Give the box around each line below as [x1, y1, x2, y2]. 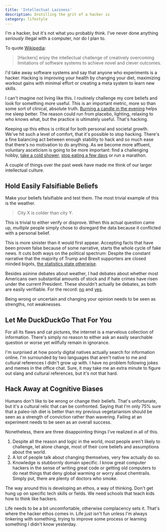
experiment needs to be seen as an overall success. [5, 419, 112, 425]
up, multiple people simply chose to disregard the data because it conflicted [5, 225, 161, 231]
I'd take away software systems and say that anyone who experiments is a [5, 70, 158, 76]
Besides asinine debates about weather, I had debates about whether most [5, 271, 159, 277]
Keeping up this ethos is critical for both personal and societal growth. [5, 126, 149, 132]
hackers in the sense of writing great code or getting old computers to [12, 465, 157, 471]
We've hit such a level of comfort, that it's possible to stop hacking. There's [5, 131, 160, 137]
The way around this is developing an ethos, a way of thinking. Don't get [5, 485, 154, 491]
